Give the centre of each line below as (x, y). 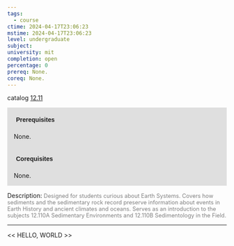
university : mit (31, 53)
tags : (15, 14)
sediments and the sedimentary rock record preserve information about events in (114, 203)
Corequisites (35, 159)
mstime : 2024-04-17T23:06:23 (49, 33)
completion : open (32, 59)
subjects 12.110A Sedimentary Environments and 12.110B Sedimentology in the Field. (117, 216)
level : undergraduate (39, 40)
